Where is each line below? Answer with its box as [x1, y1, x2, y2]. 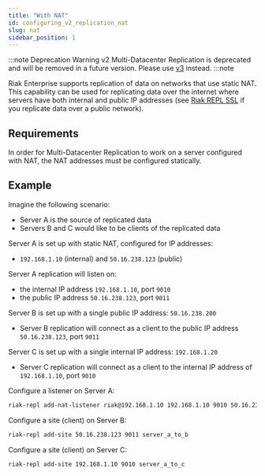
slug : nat [8, 26, 41, 34]
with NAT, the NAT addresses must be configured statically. [8, 156, 202, 165]
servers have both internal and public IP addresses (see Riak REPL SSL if [8, 95, 245, 105]
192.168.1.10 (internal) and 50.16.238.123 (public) [19, 254, 183, 263]
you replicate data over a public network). [8, 104, 144, 113]
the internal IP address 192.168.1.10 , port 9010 [19, 284, 171, 294]
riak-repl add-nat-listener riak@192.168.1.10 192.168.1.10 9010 [8, 401, 227, 409]
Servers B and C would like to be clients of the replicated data [19, 223, 221, 232]
